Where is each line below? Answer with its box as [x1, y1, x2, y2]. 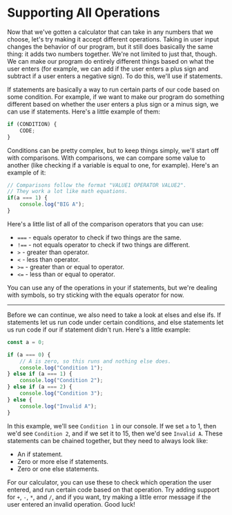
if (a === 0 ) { [7, 351, 51, 358]
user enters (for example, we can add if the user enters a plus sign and [7, 64, 209, 73]
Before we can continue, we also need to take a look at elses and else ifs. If [7, 310, 222, 319]
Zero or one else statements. [17, 464, 99, 473]
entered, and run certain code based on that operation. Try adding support [7, 485, 220, 494]
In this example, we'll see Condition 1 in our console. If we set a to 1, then [7, 422, 217, 430]
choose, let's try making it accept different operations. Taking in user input [7, 35, 220, 43]
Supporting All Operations [7, 5, 160, 21]
